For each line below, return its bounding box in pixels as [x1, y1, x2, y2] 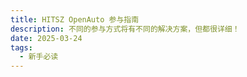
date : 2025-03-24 [10, 33, 83, 43]
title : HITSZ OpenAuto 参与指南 [10, 14, 140, 25]
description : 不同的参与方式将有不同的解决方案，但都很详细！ [10, 24, 240, 34]
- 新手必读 [19, 52, 59, 62]
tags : [10, 42, 33, 53]
